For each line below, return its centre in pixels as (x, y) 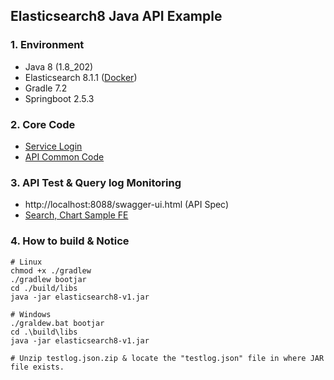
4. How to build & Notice (70, 241)
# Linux (26, 262)
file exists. (37, 367)
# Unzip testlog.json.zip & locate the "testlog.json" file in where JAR (167, 358)
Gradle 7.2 (46, 88)
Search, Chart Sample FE (76, 215)
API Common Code (64, 156)
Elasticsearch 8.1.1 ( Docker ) (81, 77)
